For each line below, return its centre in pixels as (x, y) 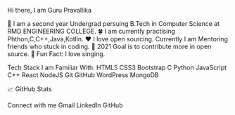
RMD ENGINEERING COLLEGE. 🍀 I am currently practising (91, 31)
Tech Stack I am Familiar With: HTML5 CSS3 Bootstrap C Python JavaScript (117, 67)
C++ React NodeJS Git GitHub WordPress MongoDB (83, 75)
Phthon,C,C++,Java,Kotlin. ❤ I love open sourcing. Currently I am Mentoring (118, 39)
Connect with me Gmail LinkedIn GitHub (65, 105)
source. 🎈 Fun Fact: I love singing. (56, 54)
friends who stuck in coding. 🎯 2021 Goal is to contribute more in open (109, 46)
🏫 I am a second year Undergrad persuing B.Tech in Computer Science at (114, 23)
